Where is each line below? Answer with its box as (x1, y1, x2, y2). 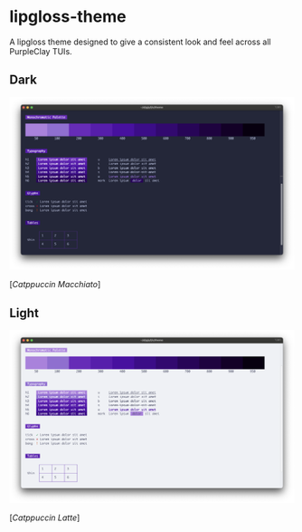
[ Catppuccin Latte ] (9, 512, 80, 523)
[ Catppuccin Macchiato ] (9, 279, 101, 290)
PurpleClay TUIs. (9, 45, 72, 56)
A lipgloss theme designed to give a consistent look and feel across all (9, 36, 271, 47)
